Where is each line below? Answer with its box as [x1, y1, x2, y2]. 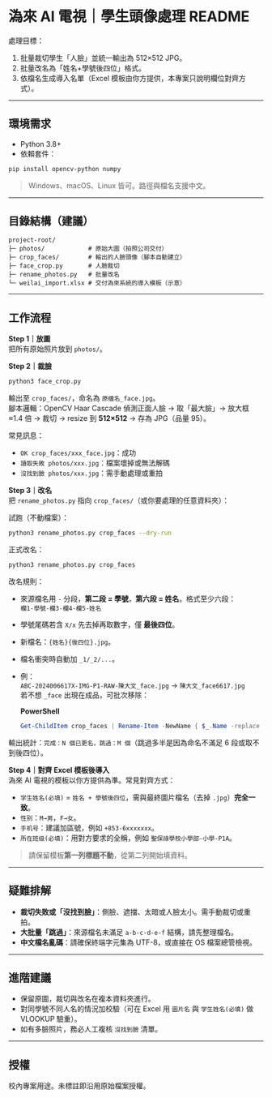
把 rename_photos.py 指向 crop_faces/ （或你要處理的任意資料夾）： [8, 495, 230, 505]
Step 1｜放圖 [8, 334, 51, 344]
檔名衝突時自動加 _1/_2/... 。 [19, 654, 120, 663]
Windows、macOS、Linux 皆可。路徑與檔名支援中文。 [28, 180, 210, 191]
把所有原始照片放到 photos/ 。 [8, 344, 108, 354]
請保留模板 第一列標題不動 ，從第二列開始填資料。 [28, 850, 192, 860]
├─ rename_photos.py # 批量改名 [8, 271, 120, 279]
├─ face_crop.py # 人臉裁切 [8, 262, 120, 270]
